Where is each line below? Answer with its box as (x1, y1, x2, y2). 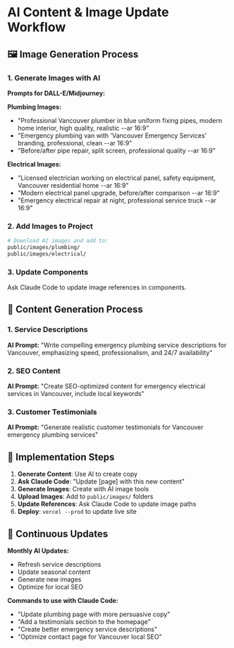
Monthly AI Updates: (7, 546, 69, 555)
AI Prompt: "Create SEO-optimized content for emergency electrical (7, 382, 206, 390)
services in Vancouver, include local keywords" (7, 390, 144, 398)
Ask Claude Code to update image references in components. (7, 283, 187, 292)
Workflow (7, 19, 66, 35)
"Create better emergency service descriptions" (17, 625, 158, 633)
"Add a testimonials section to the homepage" (17, 618, 152, 625)
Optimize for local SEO (17, 583, 83, 591)
